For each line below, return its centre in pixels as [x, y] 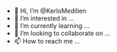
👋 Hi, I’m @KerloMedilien [50, 11]
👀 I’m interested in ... [44, 18]
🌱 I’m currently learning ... [52, 26]
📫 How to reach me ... [47, 41]
